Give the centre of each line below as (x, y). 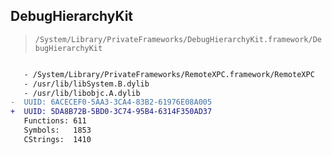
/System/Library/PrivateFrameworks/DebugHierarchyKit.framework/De (178, 39)
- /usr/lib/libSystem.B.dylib (86, 84)
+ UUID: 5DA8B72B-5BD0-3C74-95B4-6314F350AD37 (111, 112)
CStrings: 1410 (57, 139)
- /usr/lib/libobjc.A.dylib (82, 93)
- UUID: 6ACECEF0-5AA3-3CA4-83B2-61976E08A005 (111, 102)
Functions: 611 (55, 121)
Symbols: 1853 (57, 130)
